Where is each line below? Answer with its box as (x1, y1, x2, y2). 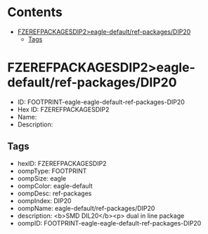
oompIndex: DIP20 (17, 196, 72, 204)
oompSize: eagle (17, 174, 67, 183)
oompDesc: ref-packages (17, 189, 92, 197)
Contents (7, 4, 63, 20)
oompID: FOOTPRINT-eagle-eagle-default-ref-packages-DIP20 (17, 219, 202, 227)
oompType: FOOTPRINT (17, 167, 87, 175)
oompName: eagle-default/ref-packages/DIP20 (17, 204, 155, 212)
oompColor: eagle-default (17, 181, 93, 190)
